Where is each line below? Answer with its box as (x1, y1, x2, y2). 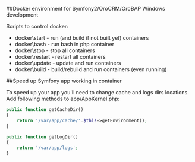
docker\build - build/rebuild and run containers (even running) (14, 66, 167, 73)
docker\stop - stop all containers (14, 47, 95, 54)
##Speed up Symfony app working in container (6, 77, 122, 84)
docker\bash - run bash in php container (14, 41, 115, 47)
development (6, 11, 39, 18)
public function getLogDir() (6, 134, 78, 140)
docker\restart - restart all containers (14, 53, 106, 60)
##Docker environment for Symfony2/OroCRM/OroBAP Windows (6, 5, 165, 12)
